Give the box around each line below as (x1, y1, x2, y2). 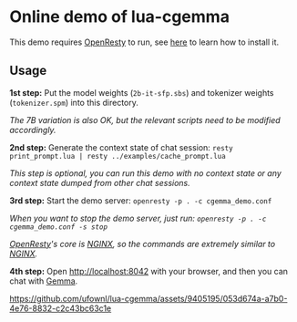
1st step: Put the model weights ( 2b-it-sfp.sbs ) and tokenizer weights (9, 87, 275, 98)
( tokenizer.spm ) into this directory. (9, 97, 139, 108)
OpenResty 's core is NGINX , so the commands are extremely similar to (9, 238, 276, 249)
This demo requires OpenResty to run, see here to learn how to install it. (9, 36, 280, 47)
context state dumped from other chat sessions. (9, 177, 191, 188)
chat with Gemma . (9, 275, 78, 286)
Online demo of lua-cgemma (9, 6, 230, 27)
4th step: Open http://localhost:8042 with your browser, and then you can (9, 265, 289, 276)
